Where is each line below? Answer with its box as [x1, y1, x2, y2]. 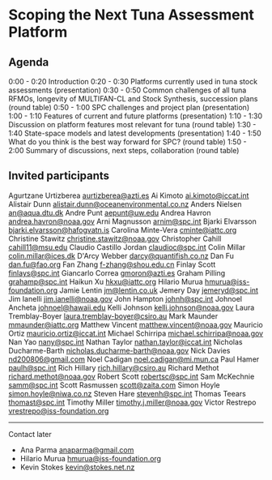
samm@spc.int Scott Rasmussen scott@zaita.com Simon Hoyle [8, 379, 220, 390]
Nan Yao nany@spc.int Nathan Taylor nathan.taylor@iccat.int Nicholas [8, 336, 243, 346]
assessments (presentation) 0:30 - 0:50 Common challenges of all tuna [8, 85, 247, 95]
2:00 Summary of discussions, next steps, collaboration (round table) [8, 146, 240, 155]
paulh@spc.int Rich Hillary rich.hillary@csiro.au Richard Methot [8, 362, 219, 372]
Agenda [8, 55, 49, 69]
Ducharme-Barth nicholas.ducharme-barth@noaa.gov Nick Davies [8, 345, 231, 355]
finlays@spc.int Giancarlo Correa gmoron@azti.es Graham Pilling [8, 268, 226, 277]
